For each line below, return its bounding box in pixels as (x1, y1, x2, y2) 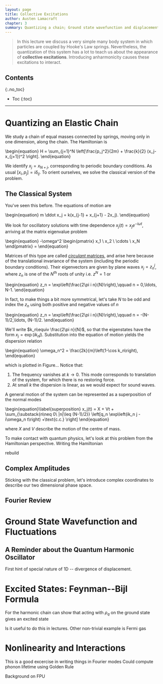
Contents (5, 74, 34, 82)
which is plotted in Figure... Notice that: (5, 362, 83, 368)
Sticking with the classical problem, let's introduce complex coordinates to (5, 477, 154, 483)
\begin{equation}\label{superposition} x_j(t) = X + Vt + (5, 406, 114, 412)
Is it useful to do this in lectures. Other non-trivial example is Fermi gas (5, 625, 147, 631)
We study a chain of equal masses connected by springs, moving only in (5, 134, 150, 139)
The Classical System (5, 190, 72, 198)
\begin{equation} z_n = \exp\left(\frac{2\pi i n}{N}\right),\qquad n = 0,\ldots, (5, 281, 157, 288)
